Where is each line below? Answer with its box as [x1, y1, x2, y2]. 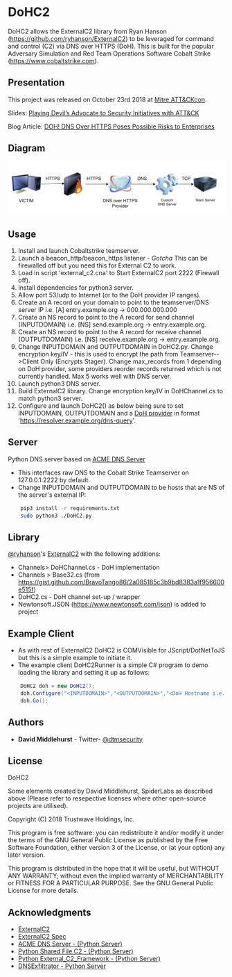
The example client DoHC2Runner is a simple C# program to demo [17, 661, 208, 669]
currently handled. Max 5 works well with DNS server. [17, 372, 172, 380]
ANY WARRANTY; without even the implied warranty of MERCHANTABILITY [8, 871, 224, 880]
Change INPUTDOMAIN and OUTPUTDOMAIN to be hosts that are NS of [17, 483, 225, 491]
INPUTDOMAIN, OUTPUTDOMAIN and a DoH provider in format [17, 409, 200, 417]
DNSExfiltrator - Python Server [17, 962, 107, 970]
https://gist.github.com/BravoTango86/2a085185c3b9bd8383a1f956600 [17, 578, 224, 586]
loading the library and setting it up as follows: [17, 668, 150, 677]
